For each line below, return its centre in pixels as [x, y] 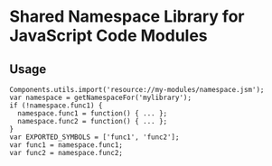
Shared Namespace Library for [127, 17]
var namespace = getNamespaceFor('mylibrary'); [101, 97]
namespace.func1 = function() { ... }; [93, 114]
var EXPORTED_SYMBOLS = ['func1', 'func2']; [94, 137]
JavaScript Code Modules [108, 36]
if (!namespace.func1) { [56, 106]
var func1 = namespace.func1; [66, 145]
